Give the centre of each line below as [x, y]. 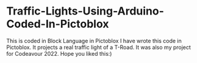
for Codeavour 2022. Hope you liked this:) [59, 53]
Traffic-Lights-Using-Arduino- [85, 11]
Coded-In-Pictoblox [58, 24]
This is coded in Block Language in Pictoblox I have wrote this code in [94, 41]
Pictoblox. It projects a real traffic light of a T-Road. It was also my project [99, 47]
